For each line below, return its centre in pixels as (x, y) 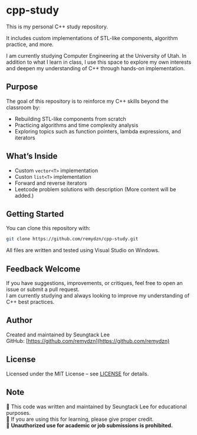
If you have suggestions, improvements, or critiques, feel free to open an (94, 283)
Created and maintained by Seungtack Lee (58, 335)
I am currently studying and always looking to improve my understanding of (98, 296)
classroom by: (23, 107)
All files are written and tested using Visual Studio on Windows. (83, 250)
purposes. (19, 413)
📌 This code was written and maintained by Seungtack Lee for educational (96, 406)
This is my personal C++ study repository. (57, 27)
